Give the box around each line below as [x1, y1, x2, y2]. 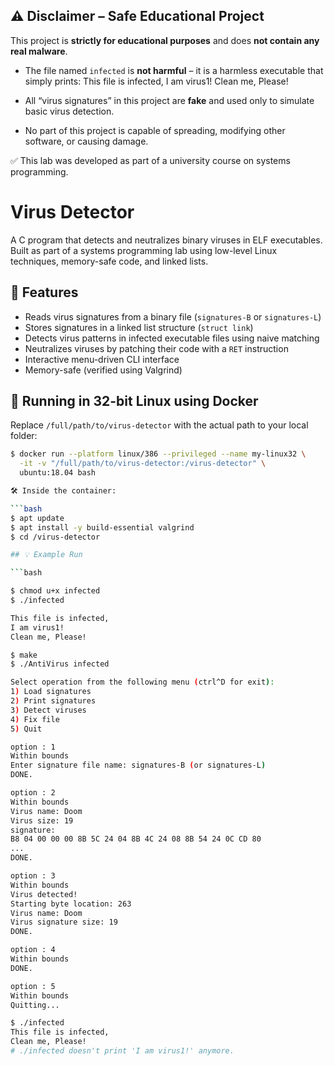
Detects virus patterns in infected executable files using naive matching [24, 332, 320, 344]
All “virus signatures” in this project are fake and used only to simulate [24, 94, 315, 106]
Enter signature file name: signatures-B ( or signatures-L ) [10, 760, 267, 771]
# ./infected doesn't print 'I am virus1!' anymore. [10, 1046, 235, 1056]
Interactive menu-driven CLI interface [24, 353, 180, 365]
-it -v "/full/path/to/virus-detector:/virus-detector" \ [19, 459, 267, 469]
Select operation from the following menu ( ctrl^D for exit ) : [10, 677, 275, 688]
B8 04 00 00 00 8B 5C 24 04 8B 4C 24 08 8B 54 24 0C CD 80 [10, 834, 262, 844]
